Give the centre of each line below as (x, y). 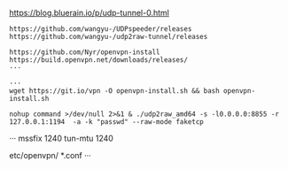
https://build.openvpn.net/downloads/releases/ (99, 60)
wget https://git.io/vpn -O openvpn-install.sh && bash (114, 91)
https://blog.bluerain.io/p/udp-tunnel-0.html (90, 13)
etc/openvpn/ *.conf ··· (50, 155)
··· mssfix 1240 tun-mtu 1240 (61, 138)
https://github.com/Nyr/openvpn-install (85, 52)
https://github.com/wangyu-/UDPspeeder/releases (101, 29)
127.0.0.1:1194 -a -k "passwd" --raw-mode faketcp (106, 122)
